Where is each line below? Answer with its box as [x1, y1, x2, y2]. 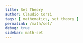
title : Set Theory [5, 7, 43, 12]
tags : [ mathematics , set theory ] [5, 16, 79, 21]
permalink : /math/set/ [5, 21, 52, 26]
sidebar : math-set [5, 30, 43, 35]
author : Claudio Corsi [5, 12, 52, 17]
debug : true [5, 26, 30, 31]
